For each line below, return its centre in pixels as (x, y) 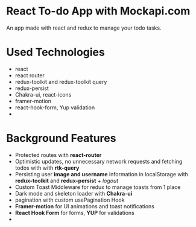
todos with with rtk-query (47, 168)
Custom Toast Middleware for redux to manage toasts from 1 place (98, 187)
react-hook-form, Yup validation (55, 107)
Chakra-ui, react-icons (43, 94)
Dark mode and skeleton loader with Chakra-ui (74, 193)
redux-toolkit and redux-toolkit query (61, 82)
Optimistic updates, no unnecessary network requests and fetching (99, 161)
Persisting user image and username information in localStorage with (101, 174)
